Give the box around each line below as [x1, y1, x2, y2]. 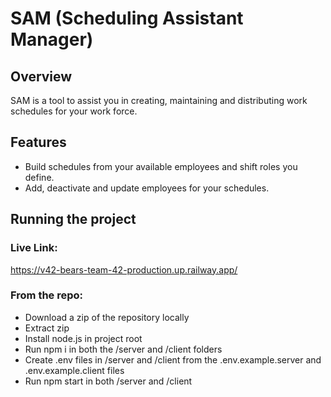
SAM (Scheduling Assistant [10, 7, 244, 30]
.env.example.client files [24, 364, 125, 376]
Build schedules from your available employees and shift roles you [24, 160, 298, 172]
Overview [10, 68, 73, 85]
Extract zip [24, 322, 70, 334]
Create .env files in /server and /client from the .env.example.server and [24, 353, 322, 366]
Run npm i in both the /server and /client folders [24, 343, 223, 355]
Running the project [10, 211, 137, 228]
